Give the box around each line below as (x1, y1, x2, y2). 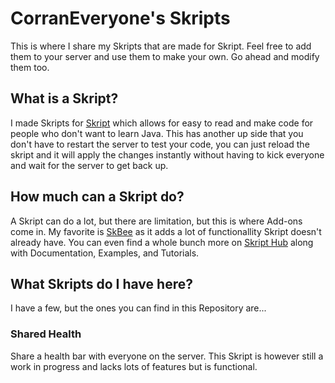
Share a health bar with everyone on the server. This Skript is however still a (10, 350, 324, 362)
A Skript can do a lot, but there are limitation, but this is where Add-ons (10, 215, 303, 227)
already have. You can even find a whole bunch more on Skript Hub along (10, 236, 314, 248)
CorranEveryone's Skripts (10, 7, 231, 30)
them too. (10, 61, 50, 73)
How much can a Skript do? (10, 188, 185, 206)
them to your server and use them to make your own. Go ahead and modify (10, 50, 320, 62)
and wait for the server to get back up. (10, 159, 169, 171)
